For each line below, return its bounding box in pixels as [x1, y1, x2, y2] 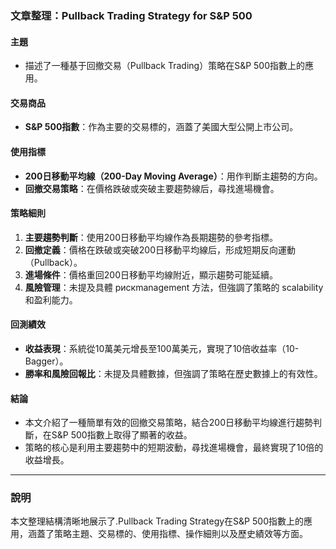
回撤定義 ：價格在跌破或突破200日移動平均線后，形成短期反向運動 [24, 243, 296, 256]
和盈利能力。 [24, 293, 78, 306]
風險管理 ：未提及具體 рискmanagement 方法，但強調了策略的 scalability [24, 281, 324, 293]
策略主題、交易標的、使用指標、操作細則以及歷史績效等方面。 [53, 528, 308, 540]
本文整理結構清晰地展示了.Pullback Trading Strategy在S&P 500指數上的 [10, 515, 304, 527]
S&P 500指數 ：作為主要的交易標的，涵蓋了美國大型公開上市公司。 [24, 121, 299, 133]
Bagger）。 [24, 355, 69, 367]
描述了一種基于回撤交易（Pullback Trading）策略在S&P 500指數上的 [24, 60, 306, 72]
